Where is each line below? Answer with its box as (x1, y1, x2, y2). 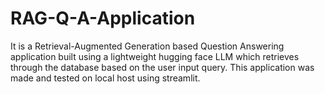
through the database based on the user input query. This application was (10, 61, 315, 73)
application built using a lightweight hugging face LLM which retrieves (10, 50, 300, 62)
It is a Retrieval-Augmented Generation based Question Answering (10, 40, 285, 52)
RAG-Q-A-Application (10, 7, 196, 30)
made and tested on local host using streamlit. (10, 72, 201, 84)
